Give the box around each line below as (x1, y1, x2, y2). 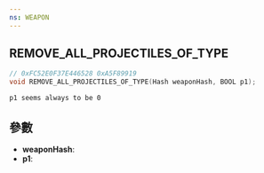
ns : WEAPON (9, 12, 50, 22)
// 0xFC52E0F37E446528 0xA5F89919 (9, 69, 138, 78)
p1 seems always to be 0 (9, 94, 101, 103)
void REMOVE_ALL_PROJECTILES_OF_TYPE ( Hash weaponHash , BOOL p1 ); (9, 77, 256, 87)
